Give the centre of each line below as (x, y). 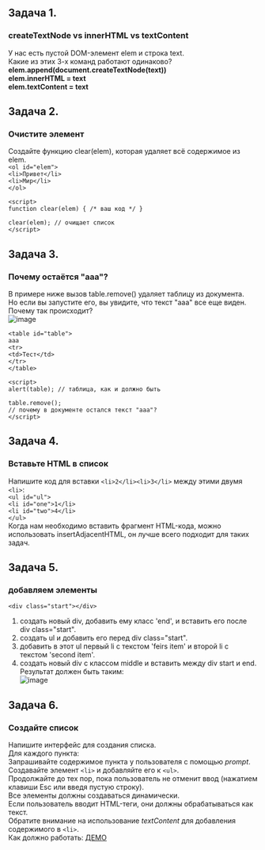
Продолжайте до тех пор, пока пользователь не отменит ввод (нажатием (133, 779)
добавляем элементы (53, 590)
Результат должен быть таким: (72, 672)
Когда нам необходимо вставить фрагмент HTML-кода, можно (115, 526)
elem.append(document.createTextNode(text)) (87, 70)
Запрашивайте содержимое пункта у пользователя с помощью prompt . (129, 762)
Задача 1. (32, 13)
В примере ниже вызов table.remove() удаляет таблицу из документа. (126, 294)
